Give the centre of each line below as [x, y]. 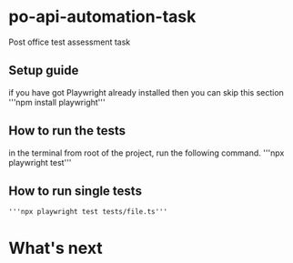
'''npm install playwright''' [57, 102]
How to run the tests [67, 131]
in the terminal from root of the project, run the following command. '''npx [146, 153]
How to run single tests [76, 191]
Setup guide [44, 71]
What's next [56, 248]
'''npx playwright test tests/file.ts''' [88, 212]
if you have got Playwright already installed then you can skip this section [146, 92]
